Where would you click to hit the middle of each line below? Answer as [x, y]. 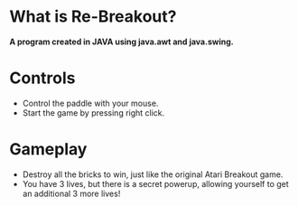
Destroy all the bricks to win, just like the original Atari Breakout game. [153, 174]
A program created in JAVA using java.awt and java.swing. [121, 42]
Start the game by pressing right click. [93, 112]
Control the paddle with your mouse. [90, 103]
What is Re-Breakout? [93, 17]
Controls [42, 78]
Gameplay [48, 150]
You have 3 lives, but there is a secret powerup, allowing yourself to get [155, 183]
